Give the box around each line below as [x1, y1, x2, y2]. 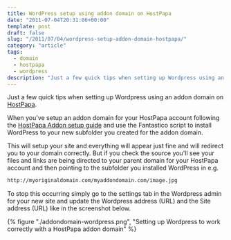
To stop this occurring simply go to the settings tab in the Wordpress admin [7, 190, 222, 198]
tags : [7, 49, 23, 56]
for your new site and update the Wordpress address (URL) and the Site [7, 197, 211, 206]
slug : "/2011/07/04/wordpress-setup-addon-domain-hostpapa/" [7, 36, 187, 43]
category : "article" [7, 42, 67, 49]
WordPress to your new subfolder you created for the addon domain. [7, 128, 203, 137]
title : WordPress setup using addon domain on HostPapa [7, 10, 172, 17]
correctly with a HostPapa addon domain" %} [7, 225, 137, 233]
